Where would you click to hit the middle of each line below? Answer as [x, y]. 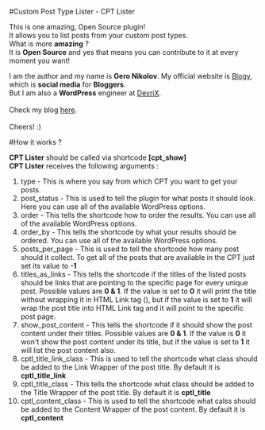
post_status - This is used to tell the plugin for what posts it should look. [138, 198]
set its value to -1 [48, 266]
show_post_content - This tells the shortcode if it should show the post [136, 325]
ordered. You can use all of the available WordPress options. [119, 240]
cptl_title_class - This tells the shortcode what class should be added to [137, 384]
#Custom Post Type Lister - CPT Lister [72, 12]
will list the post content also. [68, 350]
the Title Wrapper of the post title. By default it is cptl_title [115, 392]
